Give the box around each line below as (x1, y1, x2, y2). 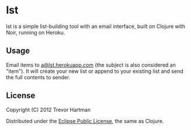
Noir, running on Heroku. (6, 29, 65, 36)
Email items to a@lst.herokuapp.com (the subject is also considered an (6, 61, 176, 68)
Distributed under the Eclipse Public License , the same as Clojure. (6, 117, 164, 124)
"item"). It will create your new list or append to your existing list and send (6, 68, 183, 75)
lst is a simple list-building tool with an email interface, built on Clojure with (6, 23, 185, 30)
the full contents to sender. (6, 73, 71, 80)
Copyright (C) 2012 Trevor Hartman (6, 106, 91, 113)
